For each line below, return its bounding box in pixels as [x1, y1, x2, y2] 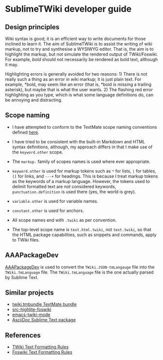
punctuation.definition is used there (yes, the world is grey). [12, 189, 136, 195]
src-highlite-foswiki [12, 306, 52, 313]
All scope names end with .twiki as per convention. [12, 217, 117, 223]
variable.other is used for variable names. [12, 198, 98, 204]
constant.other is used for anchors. [12, 207, 84, 213]
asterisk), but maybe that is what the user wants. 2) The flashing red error [5, 87, 153, 92]
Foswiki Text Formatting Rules [12, 349, 72, 355]
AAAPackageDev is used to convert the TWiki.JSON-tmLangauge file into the [5, 264, 155, 270]
